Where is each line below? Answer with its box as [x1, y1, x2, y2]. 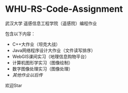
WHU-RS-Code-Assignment [5, 3, 123, 15]
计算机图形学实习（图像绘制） [12, 60, 73, 65]
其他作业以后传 [12, 72, 43, 78]
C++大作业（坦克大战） [12, 41, 61, 47]
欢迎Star [5, 82, 22, 88]
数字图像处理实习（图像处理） [12, 65, 73, 72]
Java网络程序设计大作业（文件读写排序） [12, 47, 96, 53]
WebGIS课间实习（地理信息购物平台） [12, 53, 90, 60]
